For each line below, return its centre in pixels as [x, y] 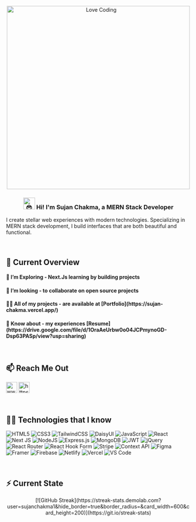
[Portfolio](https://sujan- [132, 304]
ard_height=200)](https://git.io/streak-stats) [98, 513]
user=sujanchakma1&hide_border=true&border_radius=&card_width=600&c [98, 507]
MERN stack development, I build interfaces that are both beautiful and [92, 226]
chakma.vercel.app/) [32, 310]
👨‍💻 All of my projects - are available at [53, 304]
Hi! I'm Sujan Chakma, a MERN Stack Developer [105, 207]
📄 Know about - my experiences [46, 324]
